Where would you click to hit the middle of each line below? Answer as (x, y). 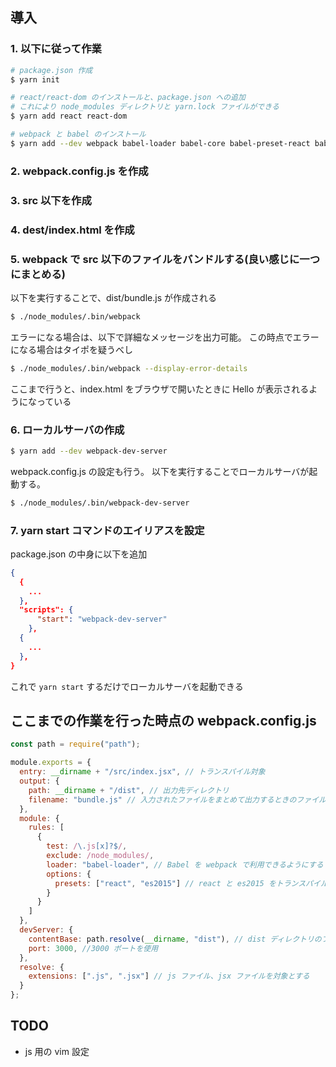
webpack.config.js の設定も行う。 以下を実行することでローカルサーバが (160, 471)
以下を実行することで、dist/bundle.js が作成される (113, 297)
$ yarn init (35, 79)
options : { (69, 874)
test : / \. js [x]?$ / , (87, 846)
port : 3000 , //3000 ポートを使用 (93, 948)
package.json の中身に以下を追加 (79, 554)
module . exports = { (51, 763)
